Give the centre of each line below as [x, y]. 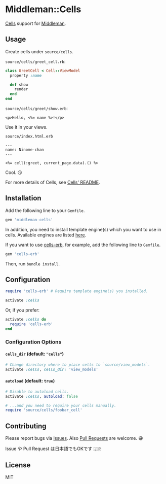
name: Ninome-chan [25, 150]
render [21, 89]
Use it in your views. [26, 127]
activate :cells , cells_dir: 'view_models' [52, 369]
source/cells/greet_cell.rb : [35, 61]
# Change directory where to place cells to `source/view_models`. [78, 365]
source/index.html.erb [29, 136]
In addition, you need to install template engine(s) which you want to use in [83, 229]
